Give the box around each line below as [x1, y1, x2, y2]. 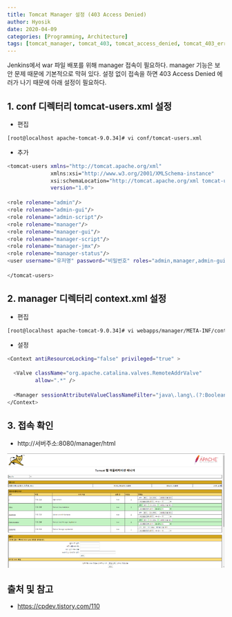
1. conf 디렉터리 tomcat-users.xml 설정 [7, 100, 173, 112]
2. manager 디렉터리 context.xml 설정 [7, 293, 167, 305]
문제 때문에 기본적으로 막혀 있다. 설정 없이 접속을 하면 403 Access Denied [14, 70, 216, 78]
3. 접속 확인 [7, 420, 54, 432]
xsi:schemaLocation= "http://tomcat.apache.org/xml [50, 177, 199, 184]
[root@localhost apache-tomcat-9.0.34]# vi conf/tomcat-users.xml [7, 135, 202, 142]
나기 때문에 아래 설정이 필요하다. [19, 78, 107, 86]
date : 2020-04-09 [7, 26, 57, 32]
